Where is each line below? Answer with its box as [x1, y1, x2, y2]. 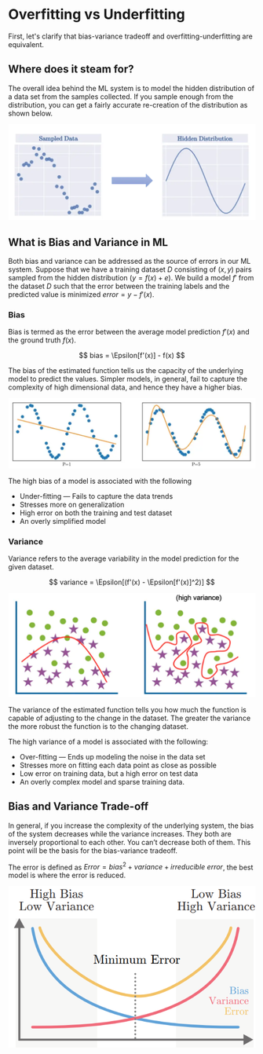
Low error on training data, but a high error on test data [19, 769, 199, 778]
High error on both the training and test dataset [19, 508, 173, 518]
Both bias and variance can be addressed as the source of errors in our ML [8, 256, 251, 265]
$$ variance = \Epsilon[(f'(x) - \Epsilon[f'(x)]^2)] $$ [49, 577, 215, 587]
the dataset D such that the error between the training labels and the [8, 281, 230, 291]
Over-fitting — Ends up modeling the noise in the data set [19, 752, 206, 762]
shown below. [8, 108, 53, 118]
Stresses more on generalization [19, 500, 125, 509]
